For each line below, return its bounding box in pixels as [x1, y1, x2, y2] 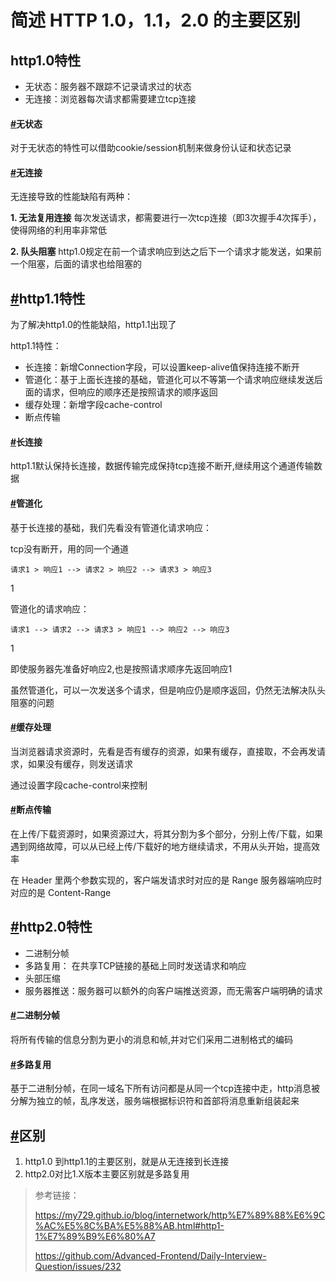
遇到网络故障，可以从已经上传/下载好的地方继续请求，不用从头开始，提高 [10, 841, 312, 853]
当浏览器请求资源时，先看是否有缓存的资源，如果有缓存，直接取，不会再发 [10, 745, 317, 757]
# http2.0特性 [10, 919, 93, 936]
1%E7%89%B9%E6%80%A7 [34, 1231, 156, 1243]
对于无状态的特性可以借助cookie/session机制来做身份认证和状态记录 [10, 142, 292, 154]
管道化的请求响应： [10, 602, 90, 615]
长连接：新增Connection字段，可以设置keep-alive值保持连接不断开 [24, 361, 300, 373]
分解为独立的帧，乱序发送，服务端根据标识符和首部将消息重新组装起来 [10, 1095, 300, 1107]
